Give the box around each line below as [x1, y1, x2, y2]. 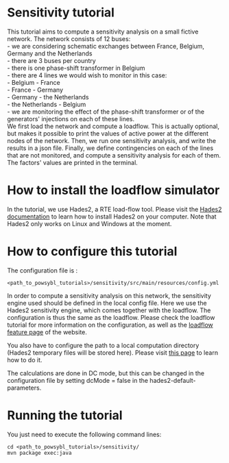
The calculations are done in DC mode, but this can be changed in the [7, 368, 204, 377]
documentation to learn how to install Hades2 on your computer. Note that [7, 212, 217, 221]
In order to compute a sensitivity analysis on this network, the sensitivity [7, 291, 211, 299]
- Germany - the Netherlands [7, 92, 89, 101]
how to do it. [7, 355, 43, 364]
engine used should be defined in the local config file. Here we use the [7, 299, 207, 307]
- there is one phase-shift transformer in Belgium [7, 64, 145, 72]
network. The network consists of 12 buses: [7, 34, 131, 42]
